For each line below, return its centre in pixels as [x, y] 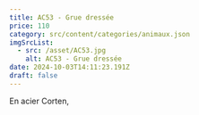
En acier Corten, [39, 101]
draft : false [34, 76]
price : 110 [30, 26]
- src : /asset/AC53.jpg [61, 51]
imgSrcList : [31, 42]
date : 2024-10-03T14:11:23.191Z [69, 68]
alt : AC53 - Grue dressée [74, 59]
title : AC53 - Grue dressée [62, 17]
